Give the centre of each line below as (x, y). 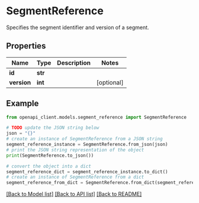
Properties (26, 46)
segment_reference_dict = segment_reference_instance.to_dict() (87, 172)
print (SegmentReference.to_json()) (50, 156)
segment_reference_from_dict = (45, 183)
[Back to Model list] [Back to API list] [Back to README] (74, 194)
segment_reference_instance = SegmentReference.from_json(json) (87, 145)
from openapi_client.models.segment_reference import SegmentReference (96, 117)
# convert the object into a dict (49, 166)
